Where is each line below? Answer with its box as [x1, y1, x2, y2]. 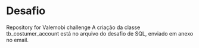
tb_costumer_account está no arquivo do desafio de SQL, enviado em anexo [6, 30, 194, 37]
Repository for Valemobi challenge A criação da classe [6, 24, 141, 31]
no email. [6, 36, 29, 43]
